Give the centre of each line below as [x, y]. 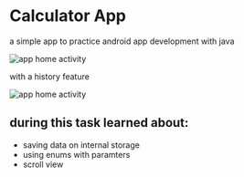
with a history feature [49, 76]
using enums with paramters [76, 154]
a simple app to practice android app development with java [122, 41]
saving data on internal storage [81, 145]
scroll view [43, 164]
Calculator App [68, 16]
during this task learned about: [99, 123]
